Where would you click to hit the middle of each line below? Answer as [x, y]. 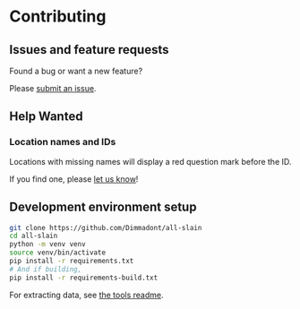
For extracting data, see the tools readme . [86, 295]
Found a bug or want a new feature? [76, 71]
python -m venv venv [48, 245]
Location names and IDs [63, 142]
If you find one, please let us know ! [74, 179]
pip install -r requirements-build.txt [84, 278]
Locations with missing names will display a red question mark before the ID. [150, 161]
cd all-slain [34, 236]
